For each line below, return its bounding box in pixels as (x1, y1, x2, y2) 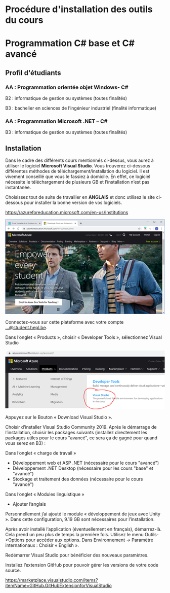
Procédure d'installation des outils (5, 4, 153, 15)
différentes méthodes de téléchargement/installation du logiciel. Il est (5, 168, 150, 175)
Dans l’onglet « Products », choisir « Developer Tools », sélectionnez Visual (5, 334, 162, 340)
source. (5, 567, 21, 573)
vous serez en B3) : (5, 440, 46, 446)
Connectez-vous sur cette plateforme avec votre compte (5, 319, 124, 325)
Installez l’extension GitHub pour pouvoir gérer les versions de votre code (5, 562, 158, 568)
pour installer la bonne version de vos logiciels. (24, 199, 122, 206)
